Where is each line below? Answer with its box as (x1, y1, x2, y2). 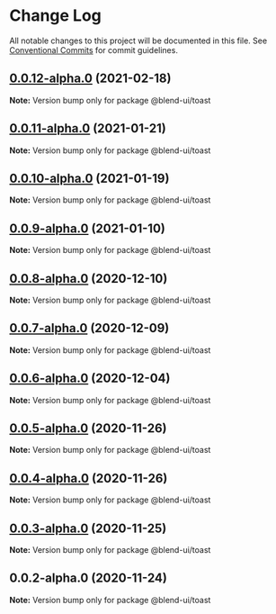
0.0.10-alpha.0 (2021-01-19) (9, 170, 170, 185)
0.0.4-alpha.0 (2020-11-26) (9, 470, 168, 486)
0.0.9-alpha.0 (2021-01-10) (9, 221, 166, 236)
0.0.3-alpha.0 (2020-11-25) (9, 520, 167, 536)
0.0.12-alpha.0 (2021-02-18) (9, 71, 172, 86)
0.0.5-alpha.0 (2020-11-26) (9, 420, 167, 437)
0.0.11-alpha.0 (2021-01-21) (9, 121, 166, 136)
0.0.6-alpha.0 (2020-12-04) (9, 371, 171, 386)
